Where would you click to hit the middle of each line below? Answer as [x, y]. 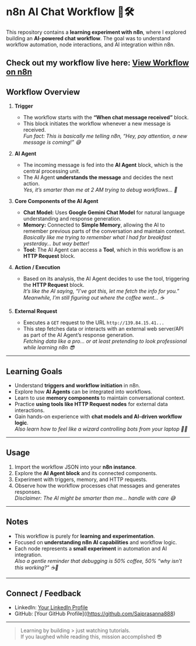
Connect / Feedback [44, 593]
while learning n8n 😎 [49, 348]
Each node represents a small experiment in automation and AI [91, 548]
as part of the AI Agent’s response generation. [78, 335]
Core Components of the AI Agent [56, 201]
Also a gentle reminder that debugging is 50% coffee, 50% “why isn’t [98, 561]
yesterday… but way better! [56, 243]
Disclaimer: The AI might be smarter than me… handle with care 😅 [95, 498]
